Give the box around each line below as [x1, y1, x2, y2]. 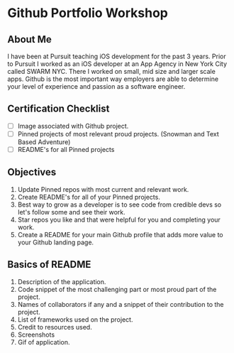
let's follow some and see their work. [17, 207, 126, 216]
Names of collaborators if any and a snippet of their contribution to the [17, 300, 224, 308]
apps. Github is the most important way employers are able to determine [7, 75, 218, 83]
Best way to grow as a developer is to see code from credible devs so [17, 200, 222, 209]
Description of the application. [17, 277, 106, 286]
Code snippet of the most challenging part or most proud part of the [17, 285, 217, 293]
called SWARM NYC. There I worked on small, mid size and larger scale [7, 67, 216, 75]
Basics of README [7, 259, 91, 271]
